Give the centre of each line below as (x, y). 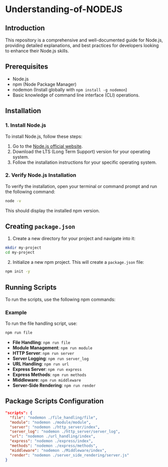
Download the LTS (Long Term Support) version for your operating (81, 151)
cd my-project (20, 253)
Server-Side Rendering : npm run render (54, 386)
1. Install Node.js (26, 125)
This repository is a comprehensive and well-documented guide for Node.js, (84, 40)
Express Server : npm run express (47, 369)
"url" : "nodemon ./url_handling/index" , (53, 436)
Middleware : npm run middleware (47, 380)
